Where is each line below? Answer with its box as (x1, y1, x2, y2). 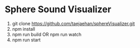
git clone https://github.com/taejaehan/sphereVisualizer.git (12, 20, 135, 27)
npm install (12, 26, 36, 32)
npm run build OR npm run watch (12, 31, 82, 37)
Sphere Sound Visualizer (5, 4, 112, 15)
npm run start (12, 37, 41, 43)
